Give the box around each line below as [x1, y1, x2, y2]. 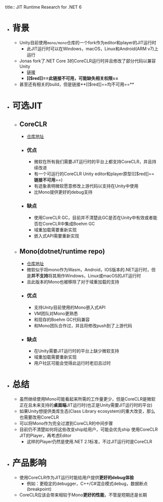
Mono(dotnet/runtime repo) [19, 247, 106, 255]
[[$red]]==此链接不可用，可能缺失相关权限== [26, 75, 119, 81]
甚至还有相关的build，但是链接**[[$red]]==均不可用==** [19, 81, 135, 87]
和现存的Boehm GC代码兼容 [34, 316, 90, 322]
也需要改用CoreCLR [19, 414, 59, 420]
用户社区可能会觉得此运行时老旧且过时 [34, 360, 111, 366]
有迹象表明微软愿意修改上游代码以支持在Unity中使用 [34, 183, 139, 189]
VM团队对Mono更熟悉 [34, 310, 78, 316]
